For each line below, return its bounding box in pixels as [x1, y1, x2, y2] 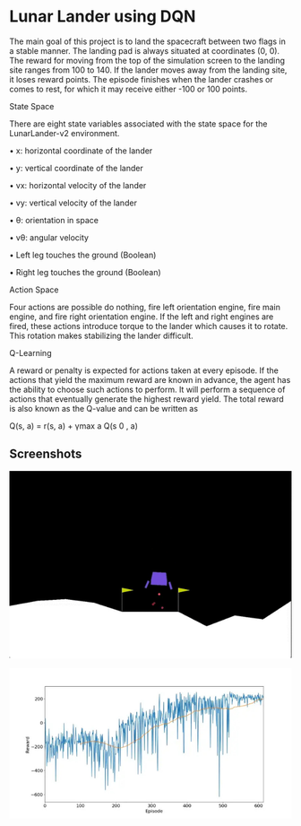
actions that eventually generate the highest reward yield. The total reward [9, 393, 284, 404]
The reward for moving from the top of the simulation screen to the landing [9, 55, 285, 65]
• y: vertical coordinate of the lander [9, 162, 143, 173]
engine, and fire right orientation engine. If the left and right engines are [9, 311, 274, 322]
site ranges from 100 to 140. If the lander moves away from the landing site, [9, 65, 288, 75]
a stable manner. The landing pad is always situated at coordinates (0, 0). [9, 45, 280, 56]
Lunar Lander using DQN [9, 6, 196, 27]
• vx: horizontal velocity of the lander [9, 179, 147, 190]
